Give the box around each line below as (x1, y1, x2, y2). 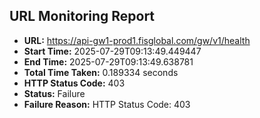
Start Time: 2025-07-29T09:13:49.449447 (23, 45, 202, 57)
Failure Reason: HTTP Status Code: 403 (23, 98, 191, 110)
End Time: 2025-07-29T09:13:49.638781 (23, 55, 194, 68)
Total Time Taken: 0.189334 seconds (23, 66, 179, 78)
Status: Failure (23, 87, 86, 99)
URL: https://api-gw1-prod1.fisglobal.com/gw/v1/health (23, 34, 251, 46)
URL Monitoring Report (9, 8, 156, 25)
